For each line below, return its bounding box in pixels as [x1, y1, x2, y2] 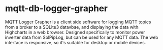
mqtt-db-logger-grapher [5, 3, 108, 14]
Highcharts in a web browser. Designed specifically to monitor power [5, 29, 145, 35]
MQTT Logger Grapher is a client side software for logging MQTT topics [5, 19, 151, 25]
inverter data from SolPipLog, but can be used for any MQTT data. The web [5, 34, 159, 40]
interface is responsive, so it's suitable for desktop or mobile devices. [5, 39, 146, 45]
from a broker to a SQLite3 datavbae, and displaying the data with [5, 24, 139, 30]
